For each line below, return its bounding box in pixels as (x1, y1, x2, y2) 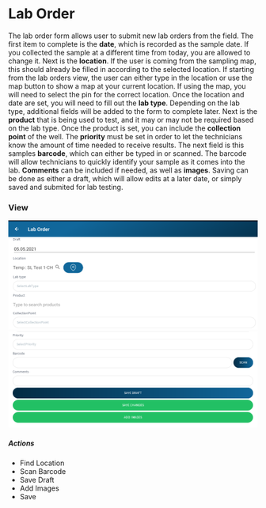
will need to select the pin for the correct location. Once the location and (8, 89, 245, 99)
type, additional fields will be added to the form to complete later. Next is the (8, 106, 258, 116)
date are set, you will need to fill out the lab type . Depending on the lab (8, 98, 240, 108)
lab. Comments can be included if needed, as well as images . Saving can (8, 165, 249, 175)
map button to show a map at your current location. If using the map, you (8, 81, 247, 91)
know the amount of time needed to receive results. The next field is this (8, 140, 245, 150)
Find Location (19, 458, 65, 468)
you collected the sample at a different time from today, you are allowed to (8, 47, 251, 57)
